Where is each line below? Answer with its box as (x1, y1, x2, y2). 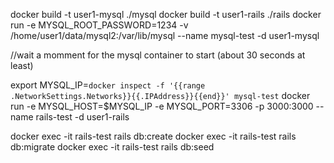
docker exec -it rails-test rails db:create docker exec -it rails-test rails (10, 130, 297, 142)
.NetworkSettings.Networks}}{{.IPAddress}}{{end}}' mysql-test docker (10, 90, 311, 101)
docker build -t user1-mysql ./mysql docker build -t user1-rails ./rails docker (10, 9, 322, 20)
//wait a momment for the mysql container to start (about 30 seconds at (10, 49, 306, 61)
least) (10, 60, 34, 71)
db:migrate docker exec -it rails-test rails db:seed (10, 141, 215, 153)
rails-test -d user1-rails (35, 111, 130, 123)
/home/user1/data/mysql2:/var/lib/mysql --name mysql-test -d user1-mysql (10, 30, 320, 41)
